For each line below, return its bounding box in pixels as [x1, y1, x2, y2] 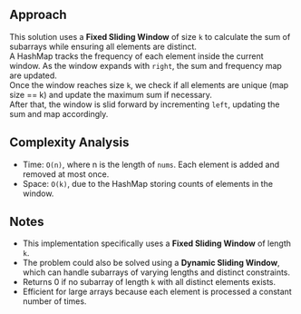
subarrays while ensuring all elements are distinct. [9, 41, 198, 52]
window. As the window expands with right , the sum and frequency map [9, 60, 283, 71]
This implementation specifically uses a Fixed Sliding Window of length [22, 238, 292, 249]
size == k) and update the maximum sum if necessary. [9, 89, 213, 100]
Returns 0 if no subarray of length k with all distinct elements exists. [22, 277, 277, 288]
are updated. [9, 70, 57, 81]
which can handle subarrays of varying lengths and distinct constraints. [22, 267, 291, 278]
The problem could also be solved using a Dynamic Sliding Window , [22, 258, 280, 269]
